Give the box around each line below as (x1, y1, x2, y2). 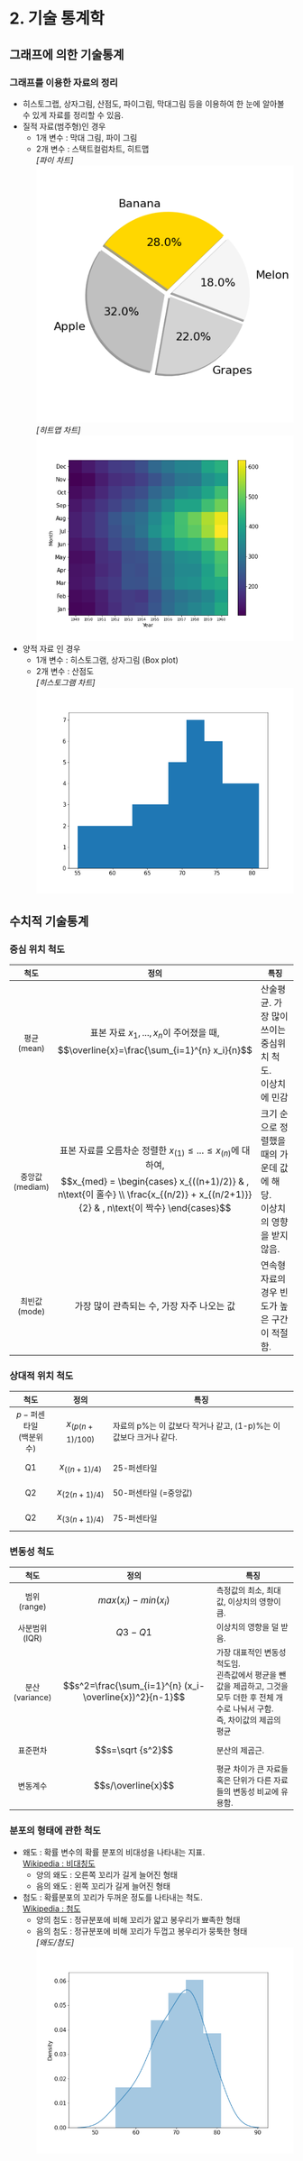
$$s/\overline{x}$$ (93, 1779, 175, 1791)
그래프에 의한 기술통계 (9, 47, 124, 62)
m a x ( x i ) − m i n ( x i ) (97, 1594, 170, 1608)
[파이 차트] (35, 154, 74, 165)
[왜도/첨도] (35, 1937, 75, 1947)
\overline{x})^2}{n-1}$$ (82, 1691, 186, 1704)
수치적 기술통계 (9, 913, 89, 929)
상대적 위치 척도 (9, 1369, 74, 1382)
